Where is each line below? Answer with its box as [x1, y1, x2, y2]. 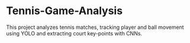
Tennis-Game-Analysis [6, 4, 123, 18]
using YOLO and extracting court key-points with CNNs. [6, 29, 143, 37]
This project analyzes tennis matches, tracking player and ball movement [6, 24, 185, 31]
